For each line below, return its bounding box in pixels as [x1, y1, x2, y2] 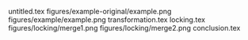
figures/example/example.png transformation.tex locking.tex [8, 15, 206, 24]
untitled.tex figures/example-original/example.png [8, 7, 172, 16]
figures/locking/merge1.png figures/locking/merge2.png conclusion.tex [8, 24, 241, 32]
